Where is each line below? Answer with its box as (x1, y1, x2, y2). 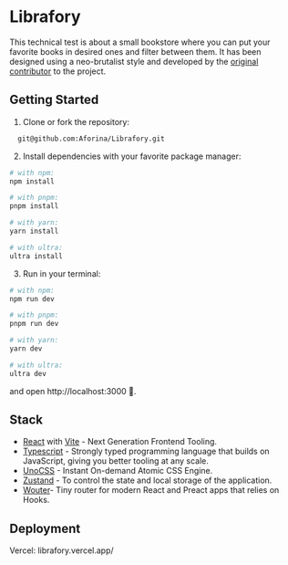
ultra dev (9, 369, 47, 378)
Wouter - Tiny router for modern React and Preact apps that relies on (22, 485, 280, 496)
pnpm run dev (9, 319, 59, 329)
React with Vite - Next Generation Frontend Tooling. (22, 436, 217, 447)
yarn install (9, 226, 59, 235)
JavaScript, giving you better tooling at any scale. (22, 455, 210, 466)
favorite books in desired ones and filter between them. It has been (9, 46, 262, 57)
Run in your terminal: (22, 267, 101, 279)
